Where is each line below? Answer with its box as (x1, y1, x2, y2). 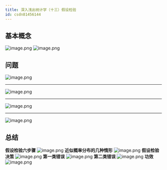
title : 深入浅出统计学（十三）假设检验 (5, 7, 77, 12)
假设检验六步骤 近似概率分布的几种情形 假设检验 (5, 147, 160, 153)
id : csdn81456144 (5, 12, 41, 17)
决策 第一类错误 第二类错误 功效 (5, 153, 154, 160)
